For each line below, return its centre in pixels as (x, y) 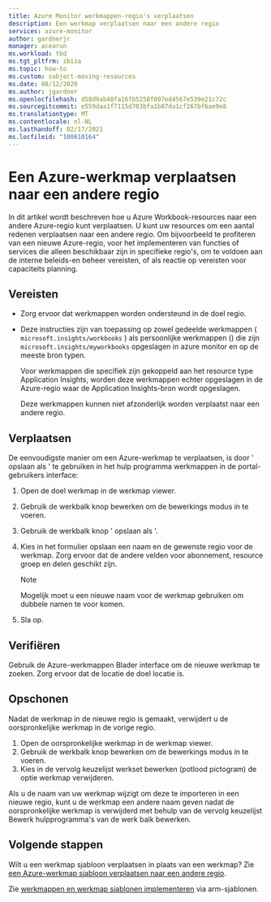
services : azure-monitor (50, 31)
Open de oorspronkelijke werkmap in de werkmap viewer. (116, 743)
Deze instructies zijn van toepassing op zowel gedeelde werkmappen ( (138, 329)
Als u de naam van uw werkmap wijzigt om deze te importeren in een (124, 793)
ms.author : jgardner (43, 91)
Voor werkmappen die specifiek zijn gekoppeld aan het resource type (137, 371)
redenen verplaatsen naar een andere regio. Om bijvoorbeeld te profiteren (132, 234)
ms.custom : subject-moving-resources (72, 76)
